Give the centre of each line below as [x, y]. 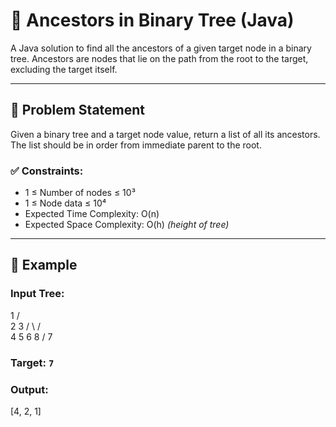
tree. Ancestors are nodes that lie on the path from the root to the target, [159, 58]
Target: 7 [32, 362]
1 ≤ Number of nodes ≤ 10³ [80, 193]
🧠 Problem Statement [78, 110]
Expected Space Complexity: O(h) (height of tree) [127, 225]
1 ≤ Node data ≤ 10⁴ [65, 203]
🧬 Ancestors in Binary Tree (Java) [152, 20]
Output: [29, 389]
